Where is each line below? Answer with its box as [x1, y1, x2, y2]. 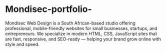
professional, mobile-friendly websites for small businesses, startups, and [5, 25, 157, 31]
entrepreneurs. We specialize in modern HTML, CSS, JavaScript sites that [5, 30, 157, 36]
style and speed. [5, 41, 40, 47]
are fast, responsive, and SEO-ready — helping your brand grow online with [5, 36, 161, 42]
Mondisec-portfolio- [5, 3, 92, 15]
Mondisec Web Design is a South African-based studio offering [5, 20, 136, 26]
